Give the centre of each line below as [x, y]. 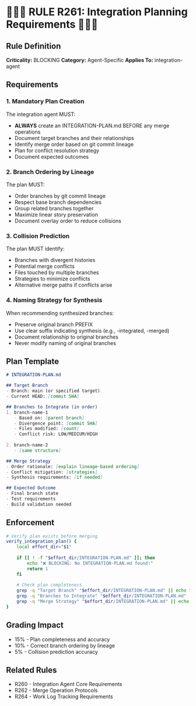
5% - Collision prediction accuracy [56, 652]
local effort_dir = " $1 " [44, 547]
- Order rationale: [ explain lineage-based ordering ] [73, 466]
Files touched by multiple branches [57, 272]
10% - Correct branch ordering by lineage [65, 645]
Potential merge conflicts [44, 267]
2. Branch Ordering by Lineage [50, 172]
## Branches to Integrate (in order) [52, 407]
